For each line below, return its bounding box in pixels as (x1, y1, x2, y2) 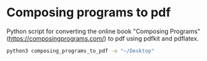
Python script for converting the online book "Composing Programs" (6, 27, 201, 35)
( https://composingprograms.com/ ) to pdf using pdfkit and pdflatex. (6, 34, 199, 42)
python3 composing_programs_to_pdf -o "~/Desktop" (6, 47, 155, 54)
